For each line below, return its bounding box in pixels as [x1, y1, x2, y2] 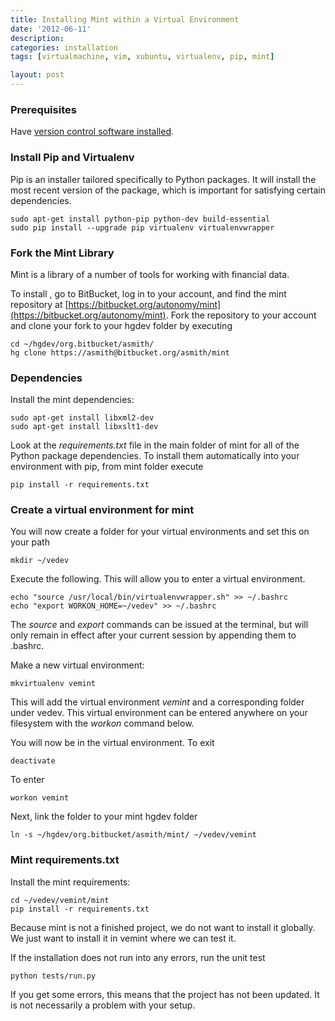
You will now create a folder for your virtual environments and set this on [10, 526, 310, 538]
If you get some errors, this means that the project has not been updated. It [10, 988, 320, 1000]
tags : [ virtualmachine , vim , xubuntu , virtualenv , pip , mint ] [10, 52, 275, 62]
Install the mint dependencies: [10, 394, 135, 406]
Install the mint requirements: [10, 876, 131, 888]
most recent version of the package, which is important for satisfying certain [10, 184, 326, 196]
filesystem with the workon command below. [10, 717, 195, 730]
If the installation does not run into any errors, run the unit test [10, 951, 266, 963]
